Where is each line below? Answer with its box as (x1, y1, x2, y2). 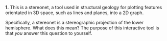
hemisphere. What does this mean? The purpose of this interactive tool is (5, 25, 159, 31)
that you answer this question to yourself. (5, 30, 92, 36)
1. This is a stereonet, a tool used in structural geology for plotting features (5, 5, 162, 10)
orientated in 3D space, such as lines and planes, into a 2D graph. (5, 10, 144, 16)
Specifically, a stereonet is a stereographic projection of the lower (5, 20, 144, 25)
